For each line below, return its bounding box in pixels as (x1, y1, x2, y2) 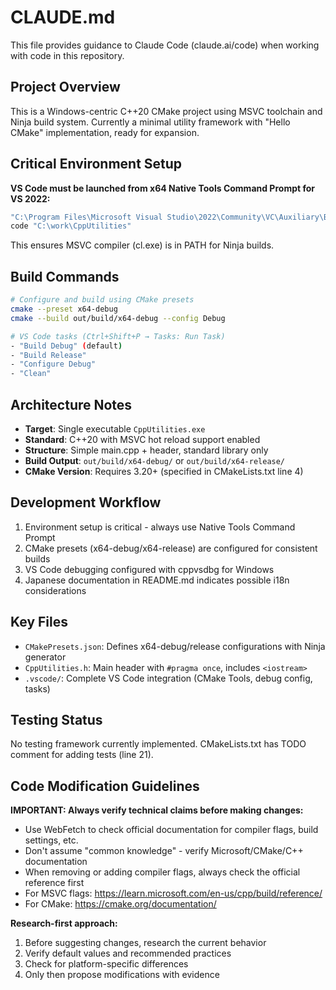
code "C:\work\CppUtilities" (10, 221, 132, 231)
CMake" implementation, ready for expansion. (10, 126, 200, 138)
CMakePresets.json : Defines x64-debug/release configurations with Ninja (24, 640, 326, 652)
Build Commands (10, 268, 120, 285)
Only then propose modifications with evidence (24, 969, 220, 981)
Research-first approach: (10, 917, 118, 930)
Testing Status (10, 711, 103, 728)
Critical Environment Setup (10, 156, 183, 173)
